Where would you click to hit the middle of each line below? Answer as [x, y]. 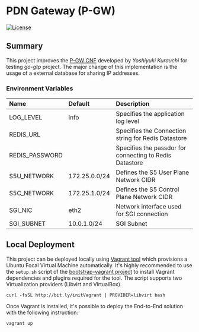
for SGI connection [142, 214]
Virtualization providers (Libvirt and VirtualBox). [64, 284]
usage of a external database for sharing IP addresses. [73, 73]
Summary [25, 46]
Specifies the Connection [151, 131]
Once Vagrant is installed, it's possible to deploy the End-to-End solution [95, 306]
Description [133, 104]
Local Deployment [41, 245]
